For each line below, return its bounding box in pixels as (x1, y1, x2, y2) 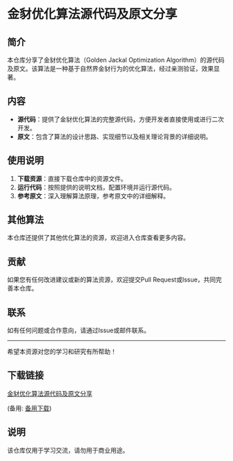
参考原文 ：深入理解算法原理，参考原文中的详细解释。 (17, 191, 170, 200)
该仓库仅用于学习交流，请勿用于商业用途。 (7, 446, 129, 454)
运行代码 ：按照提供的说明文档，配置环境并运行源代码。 (17, 183, 175, 191)
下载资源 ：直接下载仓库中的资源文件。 (17, 174, 127, 182)
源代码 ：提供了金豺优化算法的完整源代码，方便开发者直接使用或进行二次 (17, 115, 224, 123)
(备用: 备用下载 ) (7, 403, 52, 412)
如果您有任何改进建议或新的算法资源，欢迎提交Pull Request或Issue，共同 (7, 275, 216, 284)
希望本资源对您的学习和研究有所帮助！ (7, 347, 116, 356)
